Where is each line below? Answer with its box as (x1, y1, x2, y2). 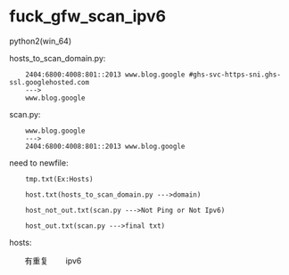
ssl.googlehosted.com (9, 77, 90, 86)
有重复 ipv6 (24, 255, 82, 266)
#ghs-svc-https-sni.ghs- (188, 69, 281, 79)
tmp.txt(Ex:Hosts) (25, 174, 94, 183)
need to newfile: (9, 158, 69, 168)
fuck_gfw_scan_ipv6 (9, 6, 167, 27)
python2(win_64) (9, 36, 72, 46)
